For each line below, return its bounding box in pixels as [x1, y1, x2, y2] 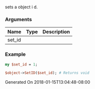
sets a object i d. [5, 4, 38, 10]
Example [5, 51, 26, 58]
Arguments [5, 16, 32, 23]
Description [42, 28, 70, 35]
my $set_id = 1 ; [5, 62, 38, 67]
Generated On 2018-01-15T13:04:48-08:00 [5, 79, 90, 85]
